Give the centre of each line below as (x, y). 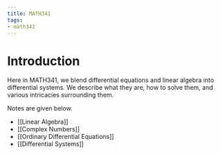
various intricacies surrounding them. (61, 95)
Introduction (44, 61)
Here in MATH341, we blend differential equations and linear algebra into (111, 80)
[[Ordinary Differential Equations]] (65, 137)
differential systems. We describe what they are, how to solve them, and (110, 88)
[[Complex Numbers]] (48, 129)
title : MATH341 (29, 14)
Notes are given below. (40, 108)
